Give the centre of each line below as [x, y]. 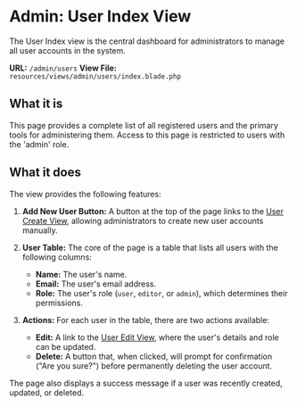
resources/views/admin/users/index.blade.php [95, 76]
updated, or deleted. [47, 392]
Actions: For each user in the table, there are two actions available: [146, 320]
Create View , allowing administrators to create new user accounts [143, 220]
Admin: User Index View [100, 17]
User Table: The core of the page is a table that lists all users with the [150, 247]
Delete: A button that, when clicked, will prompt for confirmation [154, 356]
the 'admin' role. [39, 144]
